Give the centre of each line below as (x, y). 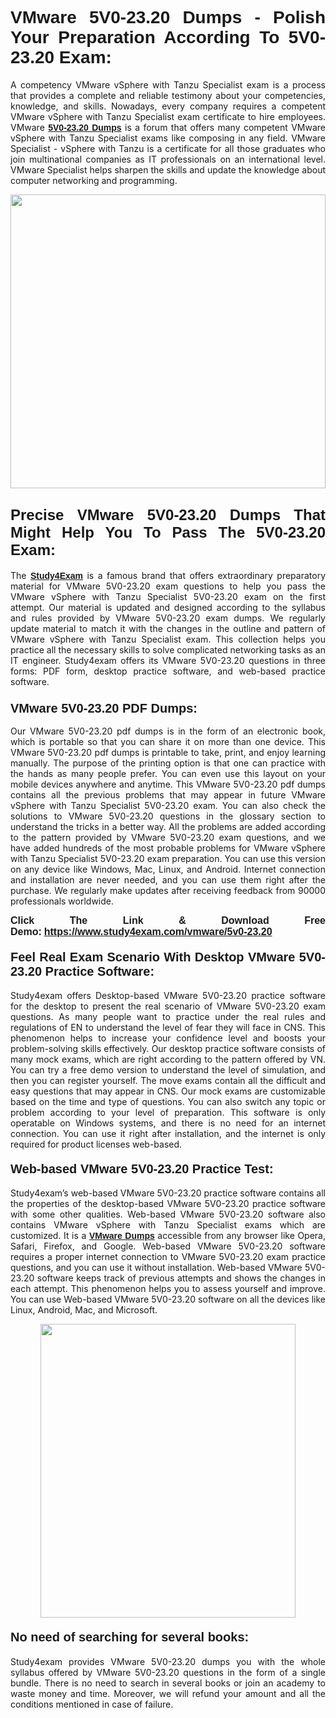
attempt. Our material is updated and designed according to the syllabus (168, 607)
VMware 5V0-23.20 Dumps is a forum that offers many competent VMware (168, 127)
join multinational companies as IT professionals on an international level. (168, 159)
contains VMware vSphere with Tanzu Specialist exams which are (168, 1225)
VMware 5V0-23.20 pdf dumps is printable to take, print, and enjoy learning (168, 753)
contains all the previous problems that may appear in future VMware (168, 795)
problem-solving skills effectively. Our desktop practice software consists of (168, 1049)
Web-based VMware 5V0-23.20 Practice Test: (142, 1168)
